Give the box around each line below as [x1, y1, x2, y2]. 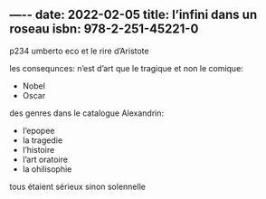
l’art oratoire [22, 154, 68, 165]
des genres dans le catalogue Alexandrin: [9, 108, 165, 118]
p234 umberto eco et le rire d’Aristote [9, 45, 149, 56]
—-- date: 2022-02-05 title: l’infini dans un [9, 7, 258, 23]
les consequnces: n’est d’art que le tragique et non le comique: [9, 62, 244, 73]
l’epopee [22, 125, 55, 136]
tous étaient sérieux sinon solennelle [9, 181, 147, 192]
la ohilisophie [22, 163, 72, 175]
